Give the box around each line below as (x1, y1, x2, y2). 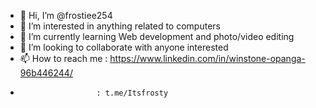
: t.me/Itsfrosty (96, 88, 169, 98)
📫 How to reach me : (19, 53, 108, 64)
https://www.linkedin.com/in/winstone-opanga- (109, 53, 306, 64)
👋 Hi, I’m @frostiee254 (19, 10, 113, 21)
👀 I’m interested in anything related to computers (19, 20, 221, 32)
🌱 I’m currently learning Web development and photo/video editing (19, 31, 295, 42)
